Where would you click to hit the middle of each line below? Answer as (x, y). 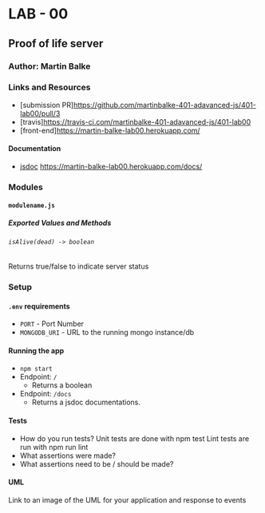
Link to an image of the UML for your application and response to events (127, 499)
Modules (26, 187)
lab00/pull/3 (40, 113)
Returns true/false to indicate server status (79, 266)
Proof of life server (56, 44)
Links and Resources (49, 87)
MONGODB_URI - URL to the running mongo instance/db (107, 332)
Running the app (36, 350)
